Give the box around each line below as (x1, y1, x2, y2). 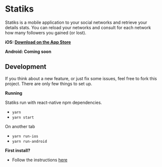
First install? (5, 147, 30, 153)
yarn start (12, 115, 34, 120)
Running (5, 90, 23, 96)
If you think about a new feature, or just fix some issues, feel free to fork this (5, 75, 157, 81)
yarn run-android (12, 139, 47, 144)
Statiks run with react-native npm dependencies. (5, 100, 103, 105)
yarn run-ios (12, 134, 39, 139)
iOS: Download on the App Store (5, 39, 71, 45)
